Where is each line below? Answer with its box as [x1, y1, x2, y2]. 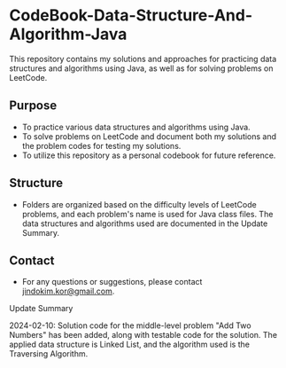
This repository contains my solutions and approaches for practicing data [9, 53, 277, 64]
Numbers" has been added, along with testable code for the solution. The [9, 330, 277, 341]
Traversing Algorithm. [9, 348, 89, 359]
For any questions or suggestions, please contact [21, 277, 203, 287]
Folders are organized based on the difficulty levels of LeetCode [21, 199, 257, 209]
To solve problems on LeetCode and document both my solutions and [21, 130, 277, 142]
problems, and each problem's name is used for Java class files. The [21, 208, 274, 219]
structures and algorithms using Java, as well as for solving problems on [9, 63, 274, 74]
